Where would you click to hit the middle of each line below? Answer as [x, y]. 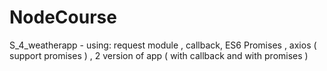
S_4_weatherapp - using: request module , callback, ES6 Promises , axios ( [163, 45]
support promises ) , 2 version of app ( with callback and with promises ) [159, 55]
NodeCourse [63, 17]
